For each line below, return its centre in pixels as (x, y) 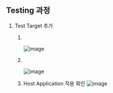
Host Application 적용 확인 (54, 83)
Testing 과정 (28, 11)
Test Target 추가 (34, 26)
